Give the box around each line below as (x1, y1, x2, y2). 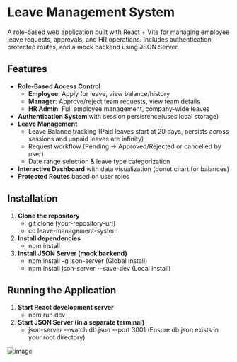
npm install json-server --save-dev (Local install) (28, 264, 171, 272)
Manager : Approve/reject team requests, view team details (28, 97, 200, 105)
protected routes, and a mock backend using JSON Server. (7, 42, 179, 51)
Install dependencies (17, 234, 81, 243)
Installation (7, 192, 58, 205)
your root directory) (28, 333, 86, 341)
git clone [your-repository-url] (28, 218, 116, 227)
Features (7, 63, 47, 75)
